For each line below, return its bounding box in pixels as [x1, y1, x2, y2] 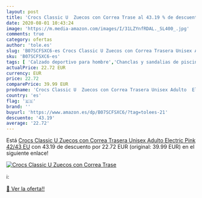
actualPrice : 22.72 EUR [6, 64, 66, 71]
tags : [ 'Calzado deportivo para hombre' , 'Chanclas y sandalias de [6, 59, 179, 65]
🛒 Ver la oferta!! [6, 185, 45, 193]
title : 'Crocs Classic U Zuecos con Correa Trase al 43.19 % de [6, 14, 173, 20]
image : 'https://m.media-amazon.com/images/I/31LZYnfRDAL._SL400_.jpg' [6, 25, 189, 32]
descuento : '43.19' [6, 115, 55, 121]
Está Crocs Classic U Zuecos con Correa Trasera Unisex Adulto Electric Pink [6, 137, 196, 144]
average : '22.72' [6, 121, 50, 127]
